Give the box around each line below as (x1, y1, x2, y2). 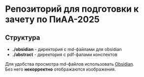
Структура (5, 33, 40, 42)
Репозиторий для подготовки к (5, 3, 139, 15)
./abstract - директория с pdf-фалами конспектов (12, 51, 117, 57)
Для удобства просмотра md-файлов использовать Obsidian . (5, 61, 134, 67)
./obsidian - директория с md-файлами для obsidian (12, 47, 122, 52)
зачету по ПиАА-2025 (5, 14, 100, 25)
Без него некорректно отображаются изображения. (5, 66, 116, 72)
